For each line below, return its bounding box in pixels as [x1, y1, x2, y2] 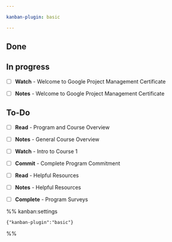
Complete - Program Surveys [14, 196, 88, 203]
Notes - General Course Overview [14, 136, 100, 143]
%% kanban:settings [6, 208, 58, 215]
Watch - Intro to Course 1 [14, 148, 78, 155]
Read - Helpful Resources [14, 172, 79, 179]
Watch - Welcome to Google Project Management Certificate [14, 77, 166, 85]
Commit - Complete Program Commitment [14, 160, 120, 167]
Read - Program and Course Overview [14, 124, 110, 131]
